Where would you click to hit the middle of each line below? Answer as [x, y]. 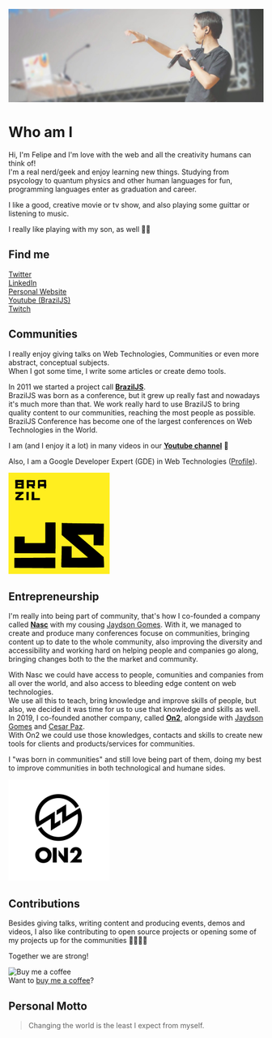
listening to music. [39, 214]
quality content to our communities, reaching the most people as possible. [132, 412]
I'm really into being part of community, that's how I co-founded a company [134, 616]
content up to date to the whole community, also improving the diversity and [136, 642]
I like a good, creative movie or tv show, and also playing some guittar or [129, 205]
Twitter [20, 274]
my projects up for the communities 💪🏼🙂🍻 [78, 941]
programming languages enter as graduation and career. [102, 189]
